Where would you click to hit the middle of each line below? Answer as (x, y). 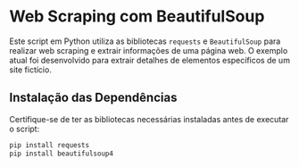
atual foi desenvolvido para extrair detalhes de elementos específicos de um (149, 60)
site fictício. (30, 70)
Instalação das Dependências (93, 98)
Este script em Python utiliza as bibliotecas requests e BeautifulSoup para (145, 41)
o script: (25, 129)
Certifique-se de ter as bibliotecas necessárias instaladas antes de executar (149, 119)
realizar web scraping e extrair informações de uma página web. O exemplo (149, 50)
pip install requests (50, 145)
